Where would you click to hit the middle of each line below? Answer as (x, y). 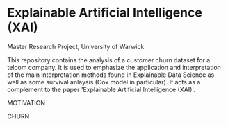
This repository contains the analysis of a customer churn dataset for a (109, 60)
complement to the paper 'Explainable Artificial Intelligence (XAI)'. (101, 89)
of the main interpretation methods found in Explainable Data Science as (111, 75)
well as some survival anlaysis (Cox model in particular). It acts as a (104, 82)
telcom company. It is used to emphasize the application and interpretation (114, 67)
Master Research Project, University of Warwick (76, 46)
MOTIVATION (26, 102)
